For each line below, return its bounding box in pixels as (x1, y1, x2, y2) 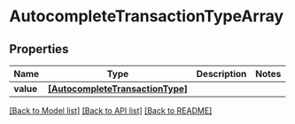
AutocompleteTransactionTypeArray (9, 6, 284, 27)
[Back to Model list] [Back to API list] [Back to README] (9, 105, 213, 116)
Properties (9, 42, 69, 57)
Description (196, 68, 247, 80)
